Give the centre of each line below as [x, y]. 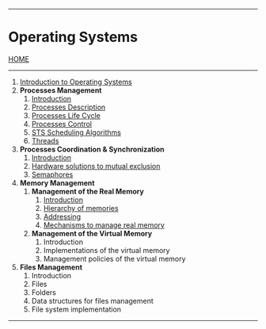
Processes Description [68, 107]
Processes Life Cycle [66, 115]
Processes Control [62, 124]
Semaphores [52, 174]
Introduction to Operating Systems [76, 82]
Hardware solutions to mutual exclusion [96, 166]
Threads [45, 140]
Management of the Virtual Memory [92, 233]
